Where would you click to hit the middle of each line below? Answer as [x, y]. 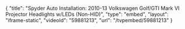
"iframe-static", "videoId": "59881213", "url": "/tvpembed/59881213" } [89, 20]
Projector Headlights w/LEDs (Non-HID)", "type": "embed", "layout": [87, 14]
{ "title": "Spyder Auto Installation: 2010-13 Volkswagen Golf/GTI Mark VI [92, 8]
